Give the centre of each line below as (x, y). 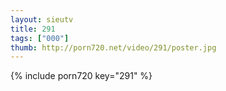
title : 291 (33, 29)
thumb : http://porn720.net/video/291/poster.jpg (113, 47)
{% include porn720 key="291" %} (81, 76)
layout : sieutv (42, 19)
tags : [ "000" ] (40, 38)
